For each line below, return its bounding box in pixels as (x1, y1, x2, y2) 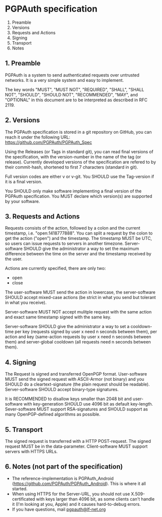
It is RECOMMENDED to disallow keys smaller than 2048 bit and (5, 396, 132, 402)
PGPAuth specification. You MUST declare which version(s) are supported (5, 193, 153, 199)
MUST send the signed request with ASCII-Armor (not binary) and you (5, 376, 145, 382)
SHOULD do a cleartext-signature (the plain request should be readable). (5, 381, 150, 387)
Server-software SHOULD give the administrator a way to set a (5, 324, 130, 329)
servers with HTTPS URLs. (5, 449, 58, 454)
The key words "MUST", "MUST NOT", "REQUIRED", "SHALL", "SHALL (5, 86, 145, 93)
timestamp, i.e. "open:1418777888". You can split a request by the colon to (5, 230, 153, 236)
